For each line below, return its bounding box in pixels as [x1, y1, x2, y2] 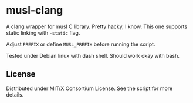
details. [6, 91, 24, 98]
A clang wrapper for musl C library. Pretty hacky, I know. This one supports [6, 23, 188, 30]
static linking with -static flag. [6, 29, 80, 36]
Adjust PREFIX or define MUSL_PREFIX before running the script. [6, 41, 155, 48]
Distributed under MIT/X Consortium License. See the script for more [6, 85, 173, 92]
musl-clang [6, 4, 63, 17]
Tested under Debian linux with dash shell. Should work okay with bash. [6, 52, 180, 59]
